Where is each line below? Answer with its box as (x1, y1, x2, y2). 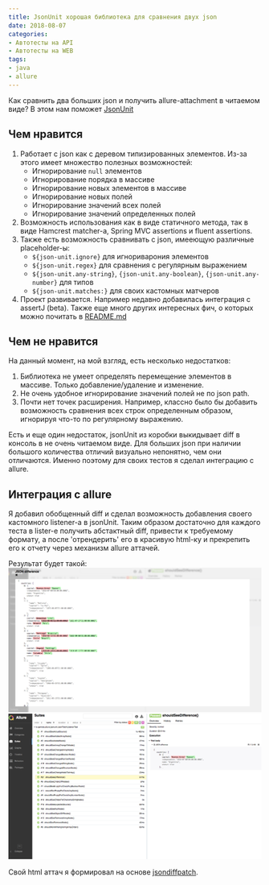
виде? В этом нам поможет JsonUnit (8, 104, 134, 114)
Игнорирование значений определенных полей (31, 209, 196, 218)
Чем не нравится (8, 334, 99, 348)
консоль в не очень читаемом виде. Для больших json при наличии (8, 439, 241, 449)
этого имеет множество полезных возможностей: (19, 157, 193, 167)
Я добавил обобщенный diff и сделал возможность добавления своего (8, 509, 253, 519)
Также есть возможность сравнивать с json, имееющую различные (19, 234, 255, 244)
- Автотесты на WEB (8, 47, 74, 56)
